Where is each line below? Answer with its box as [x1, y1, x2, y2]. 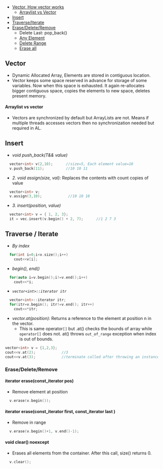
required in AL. [12, 125, 42, 131]
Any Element [19, 35, 45, 41]
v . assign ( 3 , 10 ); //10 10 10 [9, 194, 90, 199]
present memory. [12, 93, 47, 99]
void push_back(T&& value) [12, 152, 68, 158]
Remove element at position [12, 388, 68, 395]
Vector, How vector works [12, 4, 65, 10]
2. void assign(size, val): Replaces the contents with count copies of [12, 175, 149, 181]
